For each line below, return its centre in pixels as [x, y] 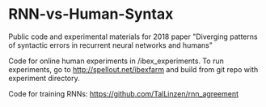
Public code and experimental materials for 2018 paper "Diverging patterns [133, 36]
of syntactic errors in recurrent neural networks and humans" [110, 45]
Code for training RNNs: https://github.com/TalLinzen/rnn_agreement [123, 93]
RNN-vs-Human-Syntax [91, 14]
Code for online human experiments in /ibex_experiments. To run [116, 61]
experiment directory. [44, 78]
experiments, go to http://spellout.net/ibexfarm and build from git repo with [133, 69]
